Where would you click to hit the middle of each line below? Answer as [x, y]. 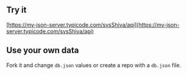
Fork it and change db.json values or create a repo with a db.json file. [94, 65]
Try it [16, 10]
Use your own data [43, 50]
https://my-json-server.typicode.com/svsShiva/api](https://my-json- [94, 24]
